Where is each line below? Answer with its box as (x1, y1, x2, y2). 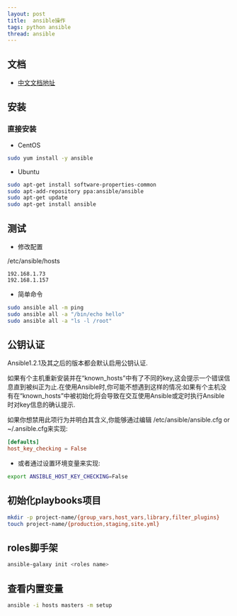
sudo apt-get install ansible (7, 201, 97, 208)
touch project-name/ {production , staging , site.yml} (7, 520, 160, 527)
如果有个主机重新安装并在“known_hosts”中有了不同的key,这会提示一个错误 (7, 374, 224, 383)
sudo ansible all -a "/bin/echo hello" (7, 310, 125, 318)
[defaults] (7, 439, 40, 446)
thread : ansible (7, 30, 55, 38)
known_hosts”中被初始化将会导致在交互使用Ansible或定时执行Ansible (22, 392, 225, 400)
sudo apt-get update (7, 194, 69, 202)
